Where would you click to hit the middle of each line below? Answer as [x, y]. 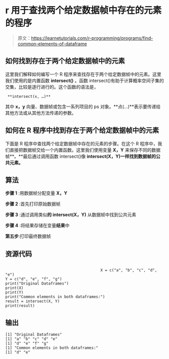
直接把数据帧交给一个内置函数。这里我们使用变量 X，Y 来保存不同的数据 [85, 150]
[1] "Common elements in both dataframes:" [52, 348]
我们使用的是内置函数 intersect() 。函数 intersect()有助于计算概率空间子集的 [85, 80]
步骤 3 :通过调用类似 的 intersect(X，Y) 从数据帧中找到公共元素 [71, 215]
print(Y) [14, 293]
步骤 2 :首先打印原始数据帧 [33, 204]
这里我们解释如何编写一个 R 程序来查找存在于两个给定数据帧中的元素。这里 [83, 74]
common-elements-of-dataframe [52, 44]
